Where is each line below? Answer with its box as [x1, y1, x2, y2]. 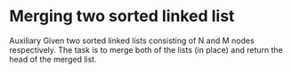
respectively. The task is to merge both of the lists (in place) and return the [9, 44, 283, 55]
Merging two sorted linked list [9, 6, 235, 26]
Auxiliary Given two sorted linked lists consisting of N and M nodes [9, 35, 255, 46]
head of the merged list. [9, 54, 97, 64]
